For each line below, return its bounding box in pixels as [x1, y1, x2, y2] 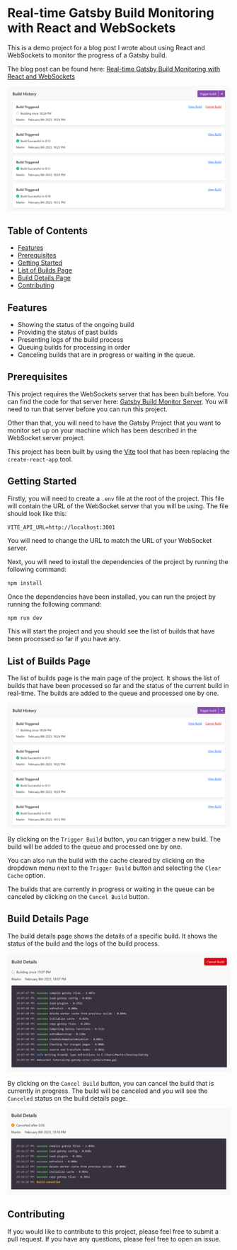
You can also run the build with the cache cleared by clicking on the [7, 856, 205, 864]
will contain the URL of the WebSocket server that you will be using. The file [7, 501, 229, 510]
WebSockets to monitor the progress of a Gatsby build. [7, 51, 168, 59]
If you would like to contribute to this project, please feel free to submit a [7, 1227, 219, 1236]
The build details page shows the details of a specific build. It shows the [7, 931, 218, 940]
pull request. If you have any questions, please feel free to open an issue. [7, 1234, 221, 1243]
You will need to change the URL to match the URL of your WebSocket [7, 536, 212, 544]
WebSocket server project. [7, 433, 86, 442]
